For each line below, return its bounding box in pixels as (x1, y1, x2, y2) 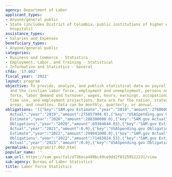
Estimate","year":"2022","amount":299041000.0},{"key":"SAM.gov (10, 131, 150, 136)
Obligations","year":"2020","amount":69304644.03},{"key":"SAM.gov (10, 121, 157, 127)
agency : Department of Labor (5, 7, 68, 13)
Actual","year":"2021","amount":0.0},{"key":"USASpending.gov (10, 126, 145, 131)
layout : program (5, 79, 40, 84)
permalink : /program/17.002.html (5, 145, 77, 150)
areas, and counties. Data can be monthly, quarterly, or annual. (10, 103, 155, 108)
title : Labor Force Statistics (5, 164, 72, 169)
